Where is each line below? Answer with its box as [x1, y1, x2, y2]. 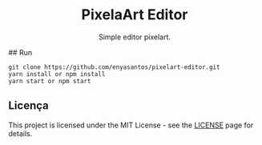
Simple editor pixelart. [99, 32, 171, 42]
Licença [8, 99, 50, 113]
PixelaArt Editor [81, 6, 188, 24]
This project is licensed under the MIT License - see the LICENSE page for [8, 120, 254, 130]
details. [8, 128, 33, 138]
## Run [8, 47, 33, 57]
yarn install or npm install [8, 70, 106, 78]
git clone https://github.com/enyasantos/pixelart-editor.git [8, 62, 220, 71]
